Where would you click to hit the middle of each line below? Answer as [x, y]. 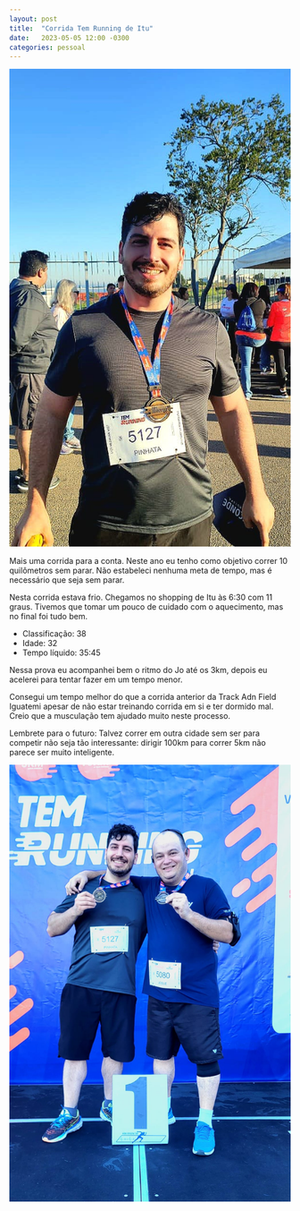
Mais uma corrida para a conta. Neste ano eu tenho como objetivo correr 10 [149, 561]
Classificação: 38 [54, 634]
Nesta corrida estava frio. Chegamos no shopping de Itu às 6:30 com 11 [141, 597]
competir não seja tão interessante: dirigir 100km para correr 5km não [137, 743]
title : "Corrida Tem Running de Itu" [81, 28]
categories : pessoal [48, 47]
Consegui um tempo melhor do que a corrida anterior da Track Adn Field [143, 697]
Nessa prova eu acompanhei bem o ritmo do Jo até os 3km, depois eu [138, 670]
